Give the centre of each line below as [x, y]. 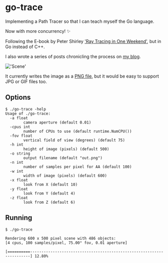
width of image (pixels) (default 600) [65, 176]
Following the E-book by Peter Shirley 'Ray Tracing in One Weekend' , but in [83, 41]
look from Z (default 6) [49, 202]
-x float [19, 180]
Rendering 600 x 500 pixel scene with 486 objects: [61, 238]
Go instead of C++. [25, 47]
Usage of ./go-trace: [28, 114]
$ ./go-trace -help [26, 109]
